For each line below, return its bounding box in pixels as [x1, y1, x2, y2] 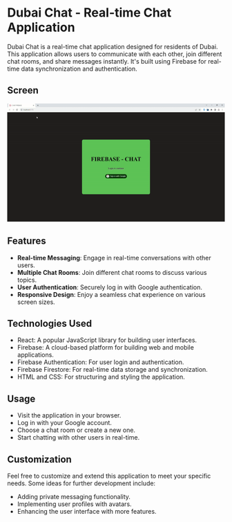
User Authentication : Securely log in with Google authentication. [17, 282, 202, 291]
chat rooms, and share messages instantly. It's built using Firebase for [7, 57, 207, 65]
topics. [17, 276, 37, 284]
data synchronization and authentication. [21, 64, 137, 73]
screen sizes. [17, 298, 55, 306]
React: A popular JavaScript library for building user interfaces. [17, 336, 197, 344]
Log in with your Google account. [17, 419, 113, 427]
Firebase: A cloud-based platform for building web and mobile [17, 343, 195, 352]
